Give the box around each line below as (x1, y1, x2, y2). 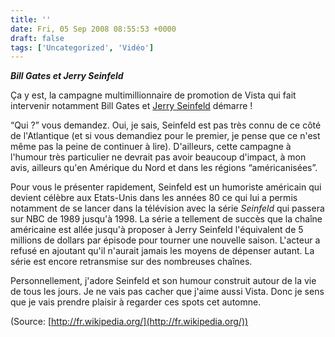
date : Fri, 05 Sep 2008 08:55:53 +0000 (10, 24, 177, 34)
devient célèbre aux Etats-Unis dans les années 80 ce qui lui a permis (10, 192, 298, 204)
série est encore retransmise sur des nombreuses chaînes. (10, 256, 253, 268)
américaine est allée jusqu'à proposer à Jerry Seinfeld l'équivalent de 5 (10, 224, 304, 236)
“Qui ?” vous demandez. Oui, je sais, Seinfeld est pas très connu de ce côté (10, 119, 322, 131)
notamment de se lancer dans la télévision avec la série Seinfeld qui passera (10, 202, 325, 215)
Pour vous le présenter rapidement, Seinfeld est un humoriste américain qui (10, 181, 322, 193)
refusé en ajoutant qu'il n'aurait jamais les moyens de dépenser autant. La (10, 245, 315, 257)
